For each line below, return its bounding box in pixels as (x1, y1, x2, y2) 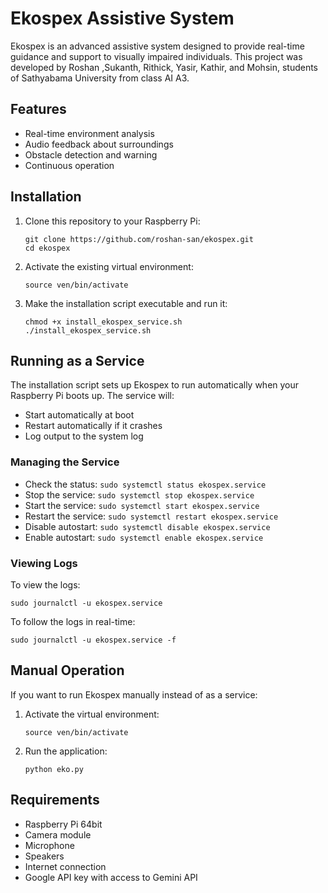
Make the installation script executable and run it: (24, 297, 228, 309)
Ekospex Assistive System (10, 7, 235, 30)
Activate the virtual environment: (24, 708, 160, 720)
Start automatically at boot (24, 409, 135, 421)
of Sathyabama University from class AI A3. (10, 72, 190, 84)
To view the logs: (10, 578, 81, 591)
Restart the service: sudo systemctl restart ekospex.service (24, 510, 279, 522)
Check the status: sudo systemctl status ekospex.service (24, 478, 267, 490)
